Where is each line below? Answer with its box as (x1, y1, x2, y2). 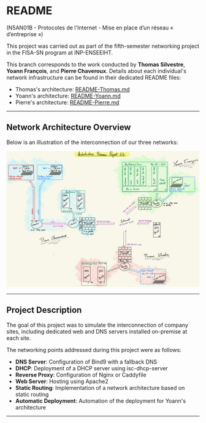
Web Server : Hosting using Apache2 (15, 378, 109, 385)
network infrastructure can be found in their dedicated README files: (6, 74, 181, 81)
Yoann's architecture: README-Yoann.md (15, 92, 121, 99)
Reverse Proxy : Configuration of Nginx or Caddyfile (15, 371, 147, 378)
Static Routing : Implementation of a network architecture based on (15, 384, 185, 391)
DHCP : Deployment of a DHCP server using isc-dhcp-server (15, 364, 169, 372)
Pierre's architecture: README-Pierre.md (15, 99, 120, 106)
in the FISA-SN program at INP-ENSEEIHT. (6, 48, 113, 56)
